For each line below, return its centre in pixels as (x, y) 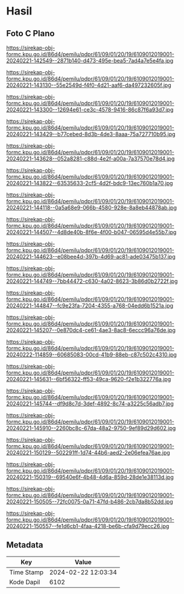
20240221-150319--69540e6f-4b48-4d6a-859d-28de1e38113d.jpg (90, 477)
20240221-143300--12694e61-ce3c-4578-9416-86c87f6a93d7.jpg (90, 109)
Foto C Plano (30, 33)
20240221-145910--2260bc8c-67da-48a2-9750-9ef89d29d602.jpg (91, 428)
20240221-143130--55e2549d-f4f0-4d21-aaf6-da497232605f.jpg (89, 85)
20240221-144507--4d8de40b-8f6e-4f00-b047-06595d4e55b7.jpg (91, 232)
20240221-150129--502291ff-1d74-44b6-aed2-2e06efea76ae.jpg (88, 453)
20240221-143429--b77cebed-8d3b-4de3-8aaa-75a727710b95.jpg (91, 134)
